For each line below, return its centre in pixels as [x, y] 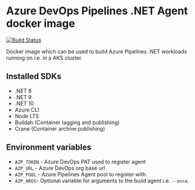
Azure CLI [27, 110]
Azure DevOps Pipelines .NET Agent [97, 11]
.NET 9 [23, 97]
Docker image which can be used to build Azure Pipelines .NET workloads [97, 51]
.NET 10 [24, 103]
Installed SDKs [34, 76]
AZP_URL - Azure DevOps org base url [60, 168]
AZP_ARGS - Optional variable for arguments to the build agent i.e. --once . [102, 180]
